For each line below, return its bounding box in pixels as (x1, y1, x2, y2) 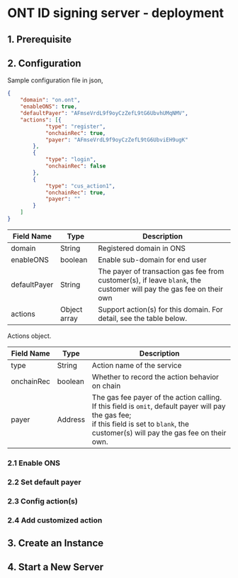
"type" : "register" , (45, 123, 106, 130)
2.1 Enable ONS (7, 458, 60, 468)
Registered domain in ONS (98, 243, 186, 253)
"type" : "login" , (45, 156, 97, 163)
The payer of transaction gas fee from (98, 266, 225, 276)
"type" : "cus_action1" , (45, 182, 115, 190)
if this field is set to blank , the (91, 419, 190, 429)
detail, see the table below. (98, 313, 188, 323)
